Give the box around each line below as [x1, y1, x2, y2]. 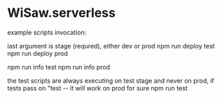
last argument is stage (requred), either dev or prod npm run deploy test [7, 41, 215, 50]
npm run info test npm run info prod [7, 62, 111, 71]
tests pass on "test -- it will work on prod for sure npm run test [7, 84, 188, 92]
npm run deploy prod [7, 49, 69, 58]
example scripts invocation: [7, 28, 87, 37]
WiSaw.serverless [7, 5, 116, 21]
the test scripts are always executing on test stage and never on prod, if [7, 76, 215, 85]
